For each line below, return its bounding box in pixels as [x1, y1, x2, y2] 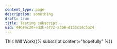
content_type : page [5, 7, 45, 12]
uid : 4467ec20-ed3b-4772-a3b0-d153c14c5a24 [5, 25, 95, 30]
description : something [5, 12, 53, 16]
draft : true [5, 16, 29, 21]
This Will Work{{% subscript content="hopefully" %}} [5, 38, 113, 44]
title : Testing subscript [5, 20, 57, 26]
